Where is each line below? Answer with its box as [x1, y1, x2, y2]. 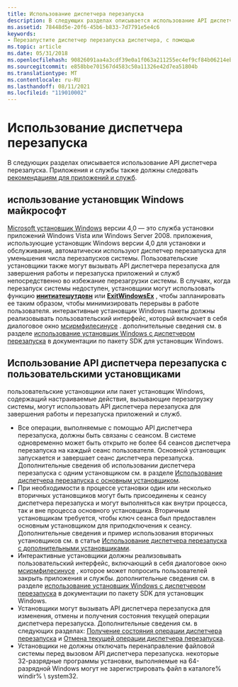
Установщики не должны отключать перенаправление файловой [17, 642, 215, 650]
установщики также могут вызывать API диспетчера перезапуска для [7, 261, 220, 270]
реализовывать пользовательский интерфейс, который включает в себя [7, 314, 227, 322]
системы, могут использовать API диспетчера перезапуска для [7, 402, 201, 411]
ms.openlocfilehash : [7, 57, 69, 64]
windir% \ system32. [17, 671, 79, 680]
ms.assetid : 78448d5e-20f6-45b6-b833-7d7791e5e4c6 [7, 23, 160, 30]
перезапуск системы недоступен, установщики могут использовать [7, 284, 215, 293]
